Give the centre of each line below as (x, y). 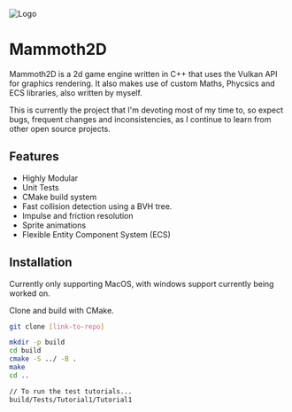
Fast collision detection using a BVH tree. (97, 206)
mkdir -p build (37, 342)
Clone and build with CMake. (62, 310)
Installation (41, 263)
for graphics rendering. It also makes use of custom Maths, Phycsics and (142, 83)
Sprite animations (54, 225)
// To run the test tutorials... (71, 391)
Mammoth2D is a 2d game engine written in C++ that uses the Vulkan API (143, 74)
